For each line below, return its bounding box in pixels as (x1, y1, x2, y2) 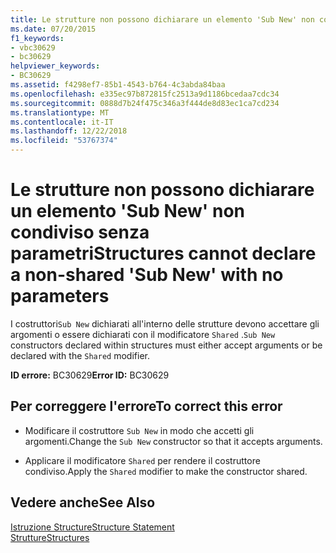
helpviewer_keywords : (10, 61, 101, 71)
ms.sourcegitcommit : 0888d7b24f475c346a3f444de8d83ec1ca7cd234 (10, 98, 280, 108)
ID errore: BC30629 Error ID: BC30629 (10, 369, 170, 381)
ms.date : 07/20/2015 (10, 24, 97, 34)
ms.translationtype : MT (10, 107, 110, 118)
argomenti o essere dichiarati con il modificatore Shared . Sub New (10, 328, 276, 340)
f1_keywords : (10, 33, 65, 43)
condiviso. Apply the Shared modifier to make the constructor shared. (24, 465, 308, 477)
